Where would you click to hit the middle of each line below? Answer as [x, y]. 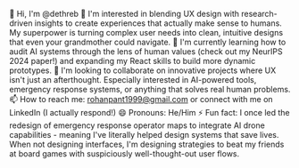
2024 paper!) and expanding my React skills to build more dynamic [133, 61]
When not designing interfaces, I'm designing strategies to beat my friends [147, 144]
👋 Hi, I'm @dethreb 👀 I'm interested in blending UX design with [124, 14]
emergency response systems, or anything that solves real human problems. [150, 89]
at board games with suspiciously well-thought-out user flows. [125, 154]
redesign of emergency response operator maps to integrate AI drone [137, 125]
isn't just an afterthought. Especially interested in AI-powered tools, [133, 80]
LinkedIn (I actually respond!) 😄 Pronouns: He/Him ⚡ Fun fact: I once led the [149, 112]
